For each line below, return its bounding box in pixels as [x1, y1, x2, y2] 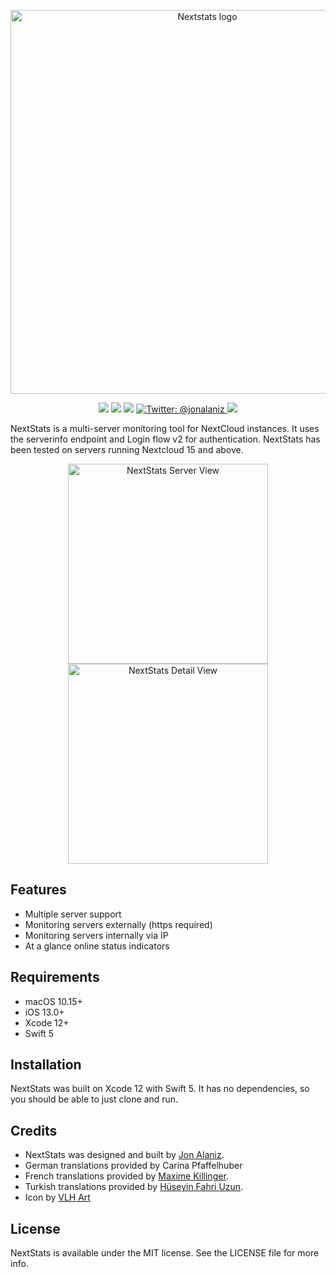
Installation [10, 1056, 82, 1074]
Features [10, 881, 67, 899]
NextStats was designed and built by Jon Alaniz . [24, 1149, 225, 1161]
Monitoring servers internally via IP [24, 929, 169, 941]
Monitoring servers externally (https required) [24, 918, 213, 930]
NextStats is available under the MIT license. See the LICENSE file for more [10, 1247, 320, 1259]
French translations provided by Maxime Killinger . [24, 1170, 229, 1182]
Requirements [10, 969, 100, 986]
